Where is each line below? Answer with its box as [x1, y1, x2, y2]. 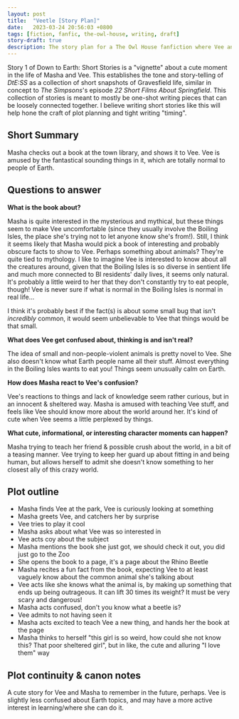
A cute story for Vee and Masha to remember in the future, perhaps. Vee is [7, 688, 226, 697]
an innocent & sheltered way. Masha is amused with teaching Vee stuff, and [7, 399, 229, 408]
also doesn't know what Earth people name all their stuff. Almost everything [7, 357, 229, 365]
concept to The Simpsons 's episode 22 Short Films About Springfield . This [7, 86, 226, 94]
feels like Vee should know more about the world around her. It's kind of [7, 407, 218, 416]
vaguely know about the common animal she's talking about [17, 573, 194, 581]
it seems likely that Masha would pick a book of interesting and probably [7, 240, 220, 248]
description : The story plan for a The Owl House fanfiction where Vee [7, 44, 224, 51]
